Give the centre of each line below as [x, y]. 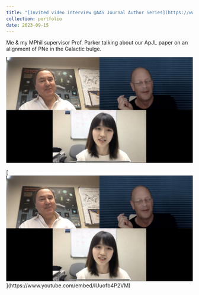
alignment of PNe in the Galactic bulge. [54, 49]
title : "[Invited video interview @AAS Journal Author [75, 12]
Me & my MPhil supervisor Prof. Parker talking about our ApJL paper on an [97, 43]
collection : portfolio [34, 19]
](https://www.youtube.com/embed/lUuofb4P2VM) [68, 286]
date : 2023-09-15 [28, 25]
